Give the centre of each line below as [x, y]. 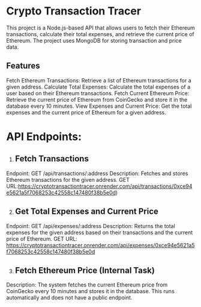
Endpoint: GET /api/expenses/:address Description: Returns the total [91, 226]
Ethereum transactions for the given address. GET [68, 179]
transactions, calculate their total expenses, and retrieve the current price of [100, 34]
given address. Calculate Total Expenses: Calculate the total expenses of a [98, 87]
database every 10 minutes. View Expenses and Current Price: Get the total [99, 106]
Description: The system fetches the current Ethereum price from [87, 285]
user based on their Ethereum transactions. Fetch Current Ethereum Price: [98, 93]
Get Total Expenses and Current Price [87, 212]
